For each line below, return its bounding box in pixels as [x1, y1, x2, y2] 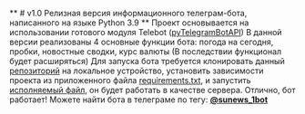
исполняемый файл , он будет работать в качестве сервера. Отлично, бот [9, 85, 296, 95]
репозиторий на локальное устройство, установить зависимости [9, 65, 264, 76]
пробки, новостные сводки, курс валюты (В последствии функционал [9, 46, 282, 57]
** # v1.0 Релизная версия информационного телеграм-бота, [9, 8, 248, 18]
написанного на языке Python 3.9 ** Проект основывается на [9, 17, 249, 28]
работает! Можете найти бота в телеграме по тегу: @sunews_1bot [9, 94, 269, 105]
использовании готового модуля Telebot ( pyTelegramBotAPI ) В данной [9, 27, 282, 37]
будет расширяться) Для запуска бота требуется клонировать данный [9, 56, 285, 66]
